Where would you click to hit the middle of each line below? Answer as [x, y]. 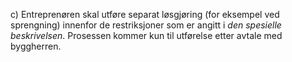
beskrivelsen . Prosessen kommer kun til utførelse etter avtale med [146, 35]
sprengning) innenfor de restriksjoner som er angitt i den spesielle [146, 25]
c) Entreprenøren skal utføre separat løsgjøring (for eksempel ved [145, 14]
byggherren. [36, 46]
